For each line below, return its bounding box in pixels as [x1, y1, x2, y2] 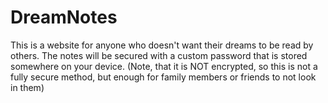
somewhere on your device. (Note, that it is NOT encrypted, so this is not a [10, 60, 318, 72]
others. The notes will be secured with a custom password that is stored [10, 49, 308, 61]
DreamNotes [10, 6, 118, 29]
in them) [10, 81, 45, 93]
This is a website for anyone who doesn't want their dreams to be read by [10, 39, 314, 51]
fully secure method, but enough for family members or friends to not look [10, 71, 317, 83]
